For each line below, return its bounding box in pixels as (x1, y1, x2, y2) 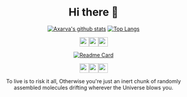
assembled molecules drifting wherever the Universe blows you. (13, 84, 174, 91)
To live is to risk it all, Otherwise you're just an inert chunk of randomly (6, 77, 181, 84)
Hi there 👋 (68, 5, 119, 19)
